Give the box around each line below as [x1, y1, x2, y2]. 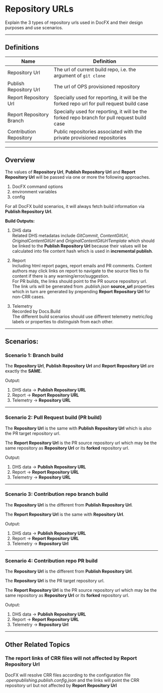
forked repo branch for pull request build [53, 114, 147, 121]
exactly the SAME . [5, 368, 42, 374]
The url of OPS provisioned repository [53, 83, 140, 90]
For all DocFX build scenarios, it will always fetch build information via [5, 203, 145, 209]
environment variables [12, 188, 57, 194]
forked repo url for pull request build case [53, 100, 149, 107]
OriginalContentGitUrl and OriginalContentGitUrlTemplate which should [12, 238, 155, 243]
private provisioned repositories [53, 134, 127, 141]
